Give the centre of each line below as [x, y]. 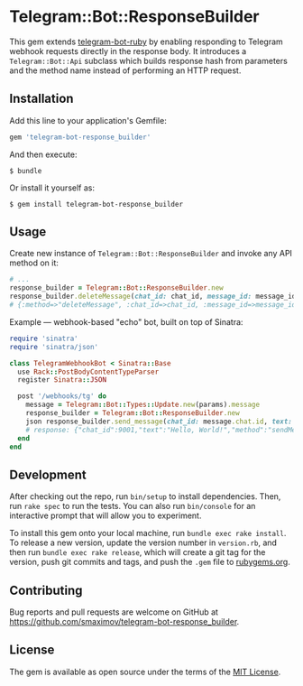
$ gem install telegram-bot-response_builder [96, 204]
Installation [41, 99]
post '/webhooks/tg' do [62, 396]
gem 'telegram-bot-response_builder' [80, 137]
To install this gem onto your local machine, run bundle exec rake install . [148, 533]
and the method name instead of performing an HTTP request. [125, 70]
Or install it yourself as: [52, 188]
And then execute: [43, 154]
